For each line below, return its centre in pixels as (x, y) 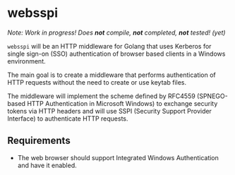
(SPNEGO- (212, 96)
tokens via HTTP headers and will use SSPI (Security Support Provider (109, 111)
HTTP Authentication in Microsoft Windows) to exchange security (122, 103)
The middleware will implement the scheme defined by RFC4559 (101, 96)
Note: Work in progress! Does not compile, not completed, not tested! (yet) (116, 32)
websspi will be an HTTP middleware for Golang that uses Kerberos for (109, 46)
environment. (26, 61)
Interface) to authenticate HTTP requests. (68, 119)
